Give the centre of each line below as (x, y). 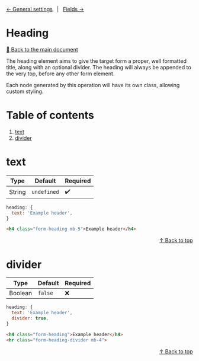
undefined (45, 192)
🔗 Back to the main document (42, 49)
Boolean (21, 293)
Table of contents (50, 115)
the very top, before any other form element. (60, 74)
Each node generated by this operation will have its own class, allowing (93, 85)
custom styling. (25, 91)
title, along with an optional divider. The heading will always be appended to (99, 67)
